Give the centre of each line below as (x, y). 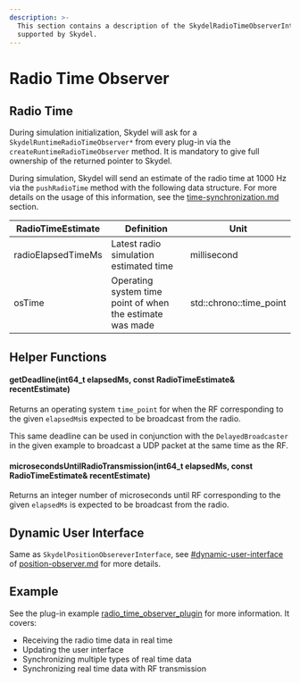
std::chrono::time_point (238, 303)
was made (133, 325)
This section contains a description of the (101, 26)
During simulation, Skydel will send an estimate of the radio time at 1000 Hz (148, 179)
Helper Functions (58, 357)
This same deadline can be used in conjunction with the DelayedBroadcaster (149, 436)
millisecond (214, 255)
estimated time (142, 266)
